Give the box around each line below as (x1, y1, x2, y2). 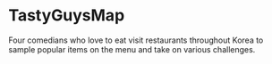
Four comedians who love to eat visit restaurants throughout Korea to (8, 35, 264, 45)
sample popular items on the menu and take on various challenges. (8, 44, 256, 54)
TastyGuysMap (8, 5, 125, 26)
